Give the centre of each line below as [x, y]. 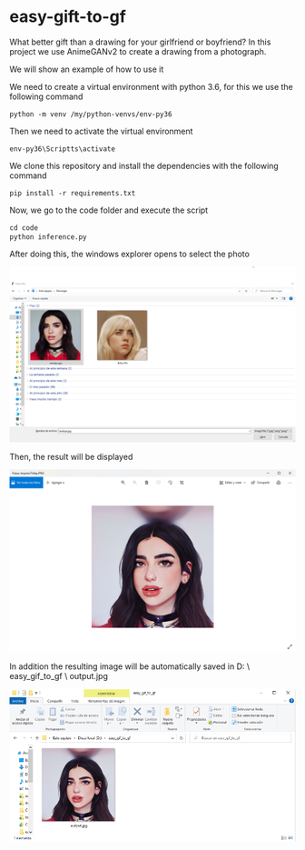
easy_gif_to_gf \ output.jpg [59, 675]
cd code [24, 228]
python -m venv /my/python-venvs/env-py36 [91, 114]
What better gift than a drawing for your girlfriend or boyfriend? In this [140, 42]
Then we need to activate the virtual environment [101, 131]
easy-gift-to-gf [68, 17]
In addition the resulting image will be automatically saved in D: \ [130, 666]
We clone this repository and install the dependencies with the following [144, 165]
